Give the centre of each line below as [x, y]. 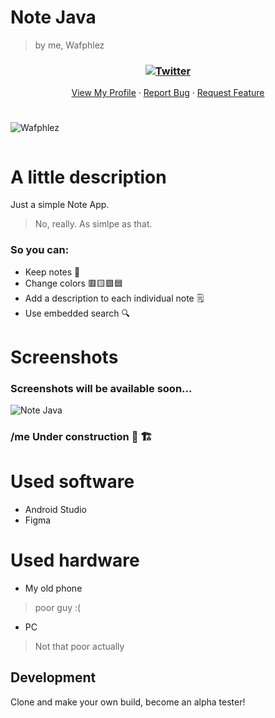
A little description [88, 177]
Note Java [53, 17]
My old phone [53, 588]
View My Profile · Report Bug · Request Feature [168, 93]
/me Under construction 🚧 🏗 [81, 437]
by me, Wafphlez [69, 45]
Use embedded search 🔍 [77, 313]
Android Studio [55, 509]
